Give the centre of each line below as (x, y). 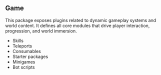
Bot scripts (23, 67)
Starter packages (30, 56)
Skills (18, 40)
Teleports (22, 46)
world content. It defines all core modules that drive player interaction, (77, 25)
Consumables (26, 51)
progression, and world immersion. (41, 31)
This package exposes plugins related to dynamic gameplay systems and (81, 20)
